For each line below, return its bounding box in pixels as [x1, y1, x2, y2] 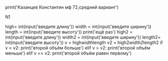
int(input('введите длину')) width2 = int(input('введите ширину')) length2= [5, 34, 161, 40]
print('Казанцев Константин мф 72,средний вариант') [5, 4, 119, 10]
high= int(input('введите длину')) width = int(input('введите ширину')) [5, 23, 151, 29]
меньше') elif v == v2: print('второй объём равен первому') [5, 50, 132, 56]
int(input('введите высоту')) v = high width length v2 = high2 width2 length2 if [5, 39, 163, 45]
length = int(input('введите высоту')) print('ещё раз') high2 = [5, 29, 133, 34]
